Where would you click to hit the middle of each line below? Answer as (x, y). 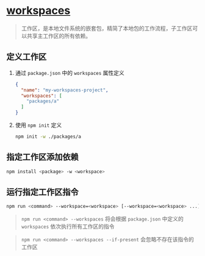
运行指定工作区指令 (42, 192)
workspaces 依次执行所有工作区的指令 (68, 227)
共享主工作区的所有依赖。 (59, 36)
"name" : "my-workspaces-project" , (65, 90)
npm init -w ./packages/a (48, 137)
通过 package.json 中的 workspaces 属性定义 (70, 73)
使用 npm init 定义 (38, 125)
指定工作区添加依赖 (42, 157)
